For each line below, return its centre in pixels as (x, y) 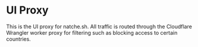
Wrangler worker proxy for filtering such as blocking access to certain (92, 32)
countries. (18, 39)
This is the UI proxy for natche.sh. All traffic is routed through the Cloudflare (99, 26)
